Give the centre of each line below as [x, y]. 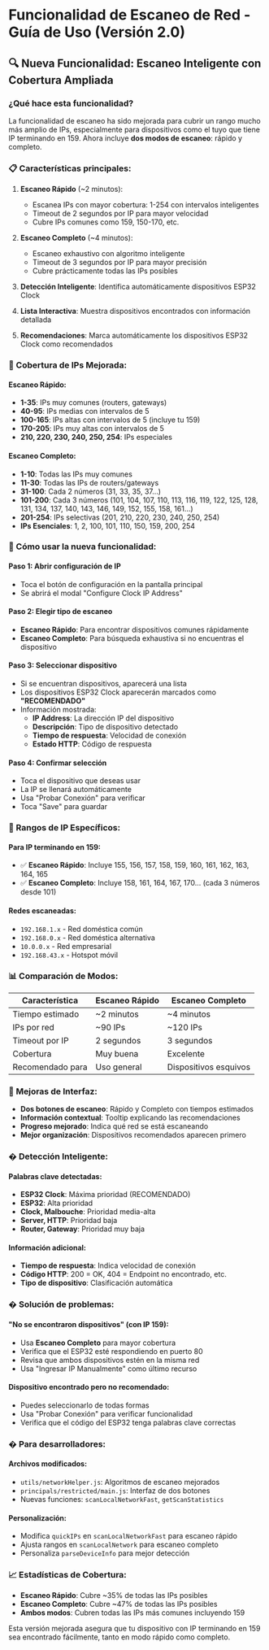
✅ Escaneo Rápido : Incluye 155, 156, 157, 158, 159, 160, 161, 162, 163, [134, 865]
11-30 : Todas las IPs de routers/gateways [89, 482]
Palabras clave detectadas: [55, 1176]
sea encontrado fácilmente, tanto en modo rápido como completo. [119, 1637]
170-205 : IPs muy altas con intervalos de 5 [92, 429]
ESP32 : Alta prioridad [56, 1203]
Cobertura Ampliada [61, 80]
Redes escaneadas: [43, 910]
